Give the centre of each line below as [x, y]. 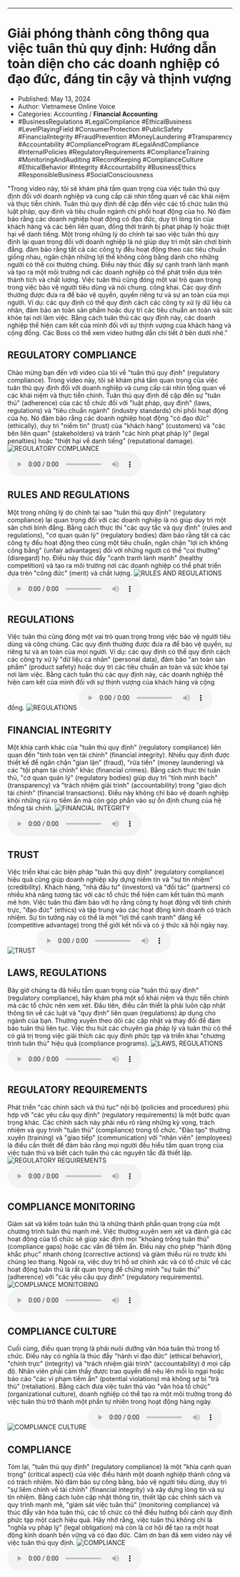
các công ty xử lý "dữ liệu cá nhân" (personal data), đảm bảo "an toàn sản [117, 660]
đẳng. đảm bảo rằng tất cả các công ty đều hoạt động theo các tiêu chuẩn [117, 249]
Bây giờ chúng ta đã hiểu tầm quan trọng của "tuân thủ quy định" [103, 990]
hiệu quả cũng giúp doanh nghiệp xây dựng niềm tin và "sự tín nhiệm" [110, 879]
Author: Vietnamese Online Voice [66, 106]
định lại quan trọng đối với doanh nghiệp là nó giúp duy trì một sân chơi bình [120, 242]
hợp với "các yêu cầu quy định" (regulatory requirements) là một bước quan [119, 1115]
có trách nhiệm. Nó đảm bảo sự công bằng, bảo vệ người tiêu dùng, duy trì [117, 1482]
